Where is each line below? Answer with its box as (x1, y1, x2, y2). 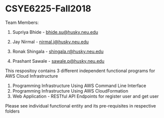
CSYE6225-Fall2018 (5, 3, 91, 14)
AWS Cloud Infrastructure (5, 73, 58, 79)
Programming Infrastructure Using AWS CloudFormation (12, 88, 128, 94)
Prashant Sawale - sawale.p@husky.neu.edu (12, 58, 105, 64)
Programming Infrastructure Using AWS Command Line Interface (12, 83, 146, 89)
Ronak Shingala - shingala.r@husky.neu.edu (12, 48, 104, 54)
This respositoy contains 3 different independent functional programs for (5, 68, 155, 74)
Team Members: (5, 19, 39, 25)
